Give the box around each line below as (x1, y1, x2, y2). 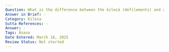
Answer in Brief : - (5, 12, 46, 17)
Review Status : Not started (5, 40, 64, 45)
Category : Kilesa (5, 16, 42, 21)
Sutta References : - (5, 21, 49, 26)
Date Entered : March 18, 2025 (5, 35, 69, 40)
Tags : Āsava (5, 30, 30, 35)
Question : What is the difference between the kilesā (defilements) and (5, 7, 161, 12)
